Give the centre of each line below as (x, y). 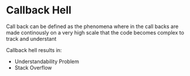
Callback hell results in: (34, 50)
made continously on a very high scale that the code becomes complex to (95, 32)
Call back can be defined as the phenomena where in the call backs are (92, 26)
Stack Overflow (33, 67)
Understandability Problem (47, 61)
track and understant (31, 39)
